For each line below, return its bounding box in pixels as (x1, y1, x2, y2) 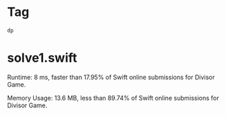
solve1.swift (7, 50, 77, 66)
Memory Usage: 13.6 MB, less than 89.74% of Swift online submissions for (7, 94, 219, 102)
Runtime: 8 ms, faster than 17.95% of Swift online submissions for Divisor (7, 73, 216, 81)
